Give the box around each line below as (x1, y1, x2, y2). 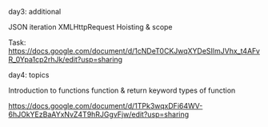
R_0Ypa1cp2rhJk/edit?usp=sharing (8, 55, 122, 64)
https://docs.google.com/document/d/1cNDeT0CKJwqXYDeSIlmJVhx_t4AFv (8, 46, 260, 55)
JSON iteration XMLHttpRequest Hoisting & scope (8, 22, 174, 31)
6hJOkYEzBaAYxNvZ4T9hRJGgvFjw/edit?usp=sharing (8, 109, 190, 119)
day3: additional (8, 7, 62, 16)
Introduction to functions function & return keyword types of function (8, 85, 236, 95)
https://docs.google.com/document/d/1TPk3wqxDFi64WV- (8, 101, 203, 110)
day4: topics (8, 70, 50, 79)
